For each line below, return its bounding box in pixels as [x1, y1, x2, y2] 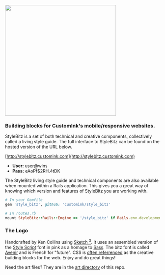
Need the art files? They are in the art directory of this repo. [5, 264, 126, 270]
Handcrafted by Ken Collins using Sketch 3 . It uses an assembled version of [5, 238, 158, 245]
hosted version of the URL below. [5, 144, 73, 150]
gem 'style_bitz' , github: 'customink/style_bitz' [5, 202, 111, 207]
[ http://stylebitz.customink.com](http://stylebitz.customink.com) [5, 153, 135, 159]
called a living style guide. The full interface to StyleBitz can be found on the [5, 139, 160, 145]
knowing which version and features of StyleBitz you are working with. [5, 188, 148, 194]
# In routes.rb [5, 211, 36, 216]
